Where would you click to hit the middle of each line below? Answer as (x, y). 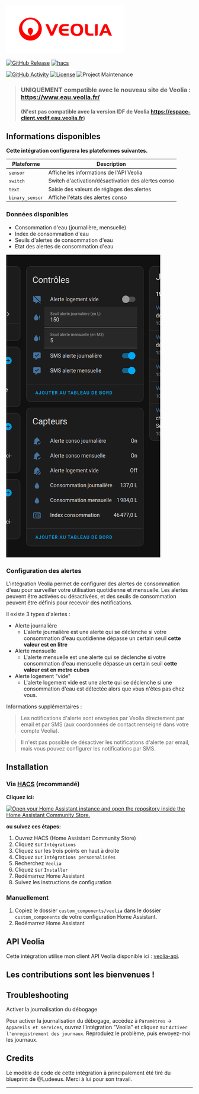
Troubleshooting (38, 995)
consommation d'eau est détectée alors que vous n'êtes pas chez (104, 689)
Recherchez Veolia (38, 863)
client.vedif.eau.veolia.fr (52, 118)
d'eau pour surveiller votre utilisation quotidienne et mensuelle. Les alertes (97, 589)
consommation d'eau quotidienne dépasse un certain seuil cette (102, 638)
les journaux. (22, 1039)
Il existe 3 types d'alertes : (38, 614)
